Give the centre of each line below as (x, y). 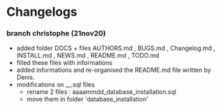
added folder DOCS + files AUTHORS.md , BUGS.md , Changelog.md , (116, 48)
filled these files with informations (64, 63)
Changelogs (42, 12)
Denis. (25, 77)
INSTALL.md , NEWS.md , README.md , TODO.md (88, 56)
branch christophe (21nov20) (56, 34)
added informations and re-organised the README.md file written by (113, 70)
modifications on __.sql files (56, 85)
